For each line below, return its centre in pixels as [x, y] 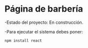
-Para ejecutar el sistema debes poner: [44, 32]
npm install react [23, 40]
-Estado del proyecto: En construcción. [44, 22]
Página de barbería [44, 9]
